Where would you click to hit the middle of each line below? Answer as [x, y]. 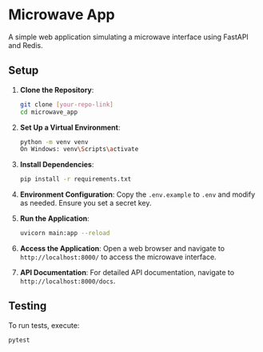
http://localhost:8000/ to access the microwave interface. [118, 257]
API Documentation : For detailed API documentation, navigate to [127, 272]
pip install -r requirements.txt [76, 179]
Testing [28, 306]
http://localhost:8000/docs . [68, 281]
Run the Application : [54, 218]
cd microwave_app [49, 112]
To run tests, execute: [44, 325]
